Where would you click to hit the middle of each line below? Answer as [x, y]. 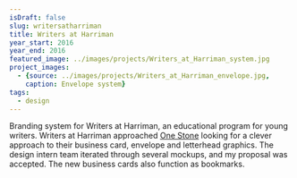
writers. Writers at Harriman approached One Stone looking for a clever [141, 136]
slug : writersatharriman [55, 26]
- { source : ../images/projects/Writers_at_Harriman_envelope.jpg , [144, 76]
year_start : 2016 [42, 42]
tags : [19, 92]
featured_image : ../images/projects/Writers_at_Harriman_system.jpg [140, 59]
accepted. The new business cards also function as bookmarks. [127, 164]
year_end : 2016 [38, 51]
